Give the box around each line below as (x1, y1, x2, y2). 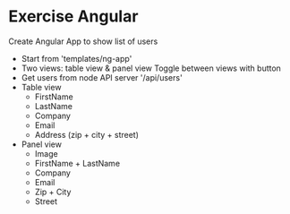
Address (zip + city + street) (34, 129, 140, 140)
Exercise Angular (8, 6, 139, 27)
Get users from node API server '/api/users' (21, 72, 183, 82)
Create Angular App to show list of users (8, 36, 158, 47)
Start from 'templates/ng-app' (21, 53, 132, 64)
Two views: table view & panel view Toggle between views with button (21, 63, 281, 73)
